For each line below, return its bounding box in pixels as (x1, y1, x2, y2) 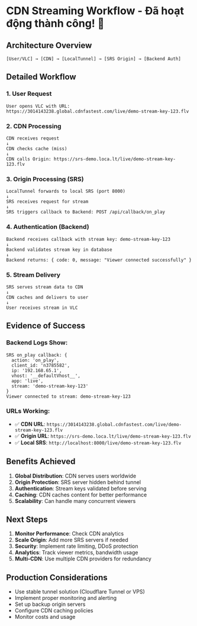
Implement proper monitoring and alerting (14, 595, 117, 602)
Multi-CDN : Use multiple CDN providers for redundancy (14, 555, 152, 563)
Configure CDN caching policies (14, 607, 93, 614)
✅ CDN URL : (14, 420, 46, 427)
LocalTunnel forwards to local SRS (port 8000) (6, 188, 126, 195)
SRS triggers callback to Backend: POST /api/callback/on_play (6, 209, 166, 215)
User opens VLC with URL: (6, 103, 70, 109)
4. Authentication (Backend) (6, 223, 90, 231)
